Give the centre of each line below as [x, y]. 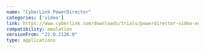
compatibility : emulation [39, 29]
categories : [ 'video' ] [35, 18]
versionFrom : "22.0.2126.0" [42, 35]
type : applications [31, 40]
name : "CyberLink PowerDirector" [49, 12]
